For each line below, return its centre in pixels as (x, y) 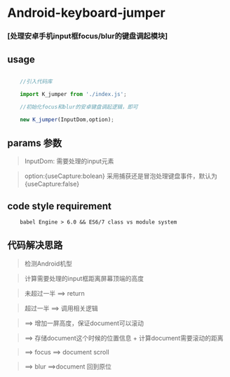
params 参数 (34, 143)
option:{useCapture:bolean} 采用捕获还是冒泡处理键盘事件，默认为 (121, 176)
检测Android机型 (48, 263)
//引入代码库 (36, 81)
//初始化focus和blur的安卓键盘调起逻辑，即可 (79, 107)
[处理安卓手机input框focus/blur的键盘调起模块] (88, 36)
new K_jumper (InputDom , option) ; (67, 119)
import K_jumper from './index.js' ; (74, 94)
